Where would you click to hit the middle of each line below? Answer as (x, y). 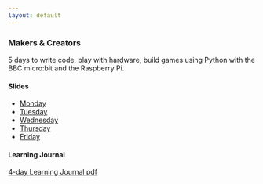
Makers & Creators (44, 42)
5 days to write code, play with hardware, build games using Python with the (131, 60)
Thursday (35, 128)
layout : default (35, 15)
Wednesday (39, 120)
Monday (33, 103)
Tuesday (33, 112)
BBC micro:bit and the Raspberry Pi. (66, 68)
